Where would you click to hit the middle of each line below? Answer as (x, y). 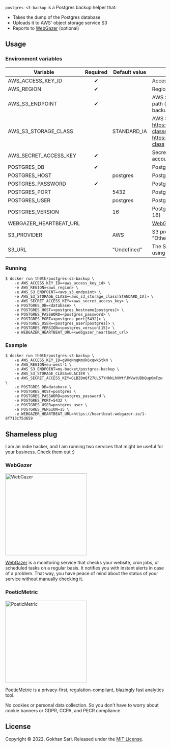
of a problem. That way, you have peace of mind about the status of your (82, 574)
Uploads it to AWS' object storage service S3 (60, 23)
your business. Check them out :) (40, 452)
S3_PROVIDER (25, 235)
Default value (130, 72)
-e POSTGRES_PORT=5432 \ (41, 401)
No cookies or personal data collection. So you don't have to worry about (82, 705)
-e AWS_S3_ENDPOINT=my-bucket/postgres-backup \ (67, 369)
